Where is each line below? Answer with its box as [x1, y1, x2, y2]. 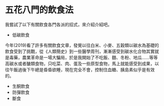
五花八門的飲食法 [5, 4, 74, 16]
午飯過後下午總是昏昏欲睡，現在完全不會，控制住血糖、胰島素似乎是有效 [9, 66, 155, 72]
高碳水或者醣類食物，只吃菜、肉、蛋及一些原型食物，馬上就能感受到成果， [5, 61, 155, 66]
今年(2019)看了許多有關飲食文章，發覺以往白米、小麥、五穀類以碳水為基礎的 [5, 42, 159, 48]
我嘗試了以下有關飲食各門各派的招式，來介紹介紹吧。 [5, 21, 112, 27]
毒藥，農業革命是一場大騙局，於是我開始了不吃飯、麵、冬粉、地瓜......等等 [9, 54, 158, 60]
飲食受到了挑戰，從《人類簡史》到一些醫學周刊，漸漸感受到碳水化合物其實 [5, 48, 155, 54]
